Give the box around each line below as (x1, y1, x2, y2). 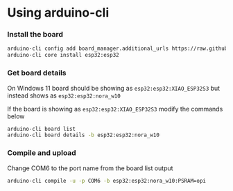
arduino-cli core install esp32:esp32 (7, 52, 119, 59)
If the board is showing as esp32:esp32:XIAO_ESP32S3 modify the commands (7, 104, 223, 113)
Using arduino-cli (7, 5, 110, 21)
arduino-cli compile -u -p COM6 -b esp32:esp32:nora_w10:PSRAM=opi (7, 177, 207, 184)
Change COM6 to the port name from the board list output (7, 164, 173, 172)
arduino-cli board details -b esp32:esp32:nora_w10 (7, 131, 159, 139)
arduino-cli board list (7, 125, 76, 132)
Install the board (7, 30, 64, 39)
